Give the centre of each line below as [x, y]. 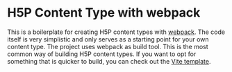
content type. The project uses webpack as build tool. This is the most [108, 46]
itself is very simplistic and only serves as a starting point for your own [108, 39]
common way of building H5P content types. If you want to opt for [102, 54]
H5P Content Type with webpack [104, 13]
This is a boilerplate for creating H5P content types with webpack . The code [116, 32]
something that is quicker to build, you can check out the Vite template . [109, 61]
